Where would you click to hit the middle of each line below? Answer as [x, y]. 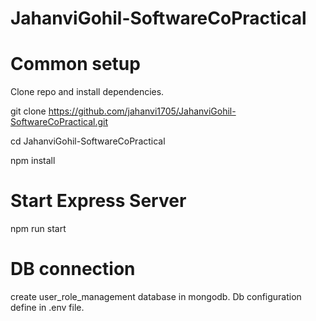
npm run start [38, 229]
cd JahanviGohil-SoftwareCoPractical [88, 141]
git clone [28, 111]
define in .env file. [47, 307]
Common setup [75, 64]
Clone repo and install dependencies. [87, 92]
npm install [33, 161]
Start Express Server [98, 201]
